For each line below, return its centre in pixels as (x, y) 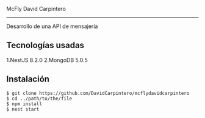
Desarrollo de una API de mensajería (52, 26)
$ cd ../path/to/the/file (39, 99)
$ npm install (24, 104)
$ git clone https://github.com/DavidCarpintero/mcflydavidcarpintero (98, 93)
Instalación (28, 79)
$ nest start (23, 109)
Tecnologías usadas (45, 45)
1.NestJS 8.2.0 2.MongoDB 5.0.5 (47, 60)
